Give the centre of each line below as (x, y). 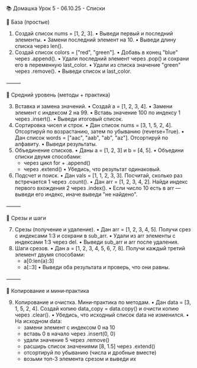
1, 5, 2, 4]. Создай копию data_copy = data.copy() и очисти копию (97, 309)
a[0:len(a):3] (39, 261)
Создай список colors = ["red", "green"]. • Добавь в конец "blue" (96, 52)
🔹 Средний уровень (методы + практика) (58, 95)
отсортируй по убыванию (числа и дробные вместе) (90, 353)
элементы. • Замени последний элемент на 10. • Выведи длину (95, 40)
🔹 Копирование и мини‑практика (48, 291)
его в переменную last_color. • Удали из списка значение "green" (98, 65)
